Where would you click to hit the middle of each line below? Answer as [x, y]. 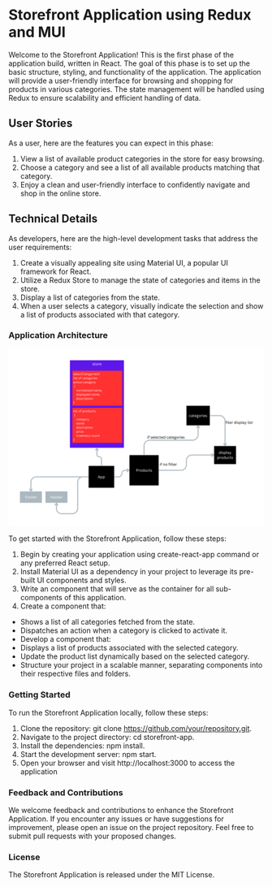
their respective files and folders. [76, 674]
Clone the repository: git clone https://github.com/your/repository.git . [136, 728]
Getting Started [39, 694]
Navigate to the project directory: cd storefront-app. [107, 737]
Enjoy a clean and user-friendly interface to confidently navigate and [135, 184]
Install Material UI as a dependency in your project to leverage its [129, 572]
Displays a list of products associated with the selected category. [129, 648]
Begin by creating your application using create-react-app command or [140, 555]
